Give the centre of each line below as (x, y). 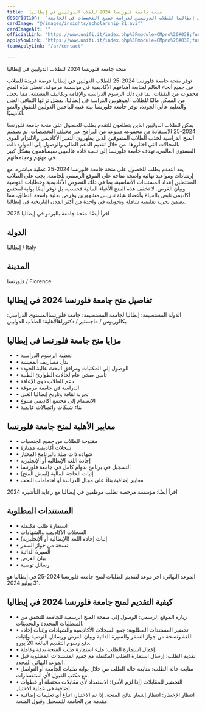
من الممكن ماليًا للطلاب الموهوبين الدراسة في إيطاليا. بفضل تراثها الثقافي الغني (96, 100)
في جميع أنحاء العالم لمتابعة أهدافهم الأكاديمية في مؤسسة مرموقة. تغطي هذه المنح (100, 87)
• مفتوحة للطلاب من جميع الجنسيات (57, 441)
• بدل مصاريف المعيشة (42, 362)
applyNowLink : (25, 40)
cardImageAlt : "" (29, 29)
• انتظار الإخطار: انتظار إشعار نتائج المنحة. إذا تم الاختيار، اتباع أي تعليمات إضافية (105, 695)
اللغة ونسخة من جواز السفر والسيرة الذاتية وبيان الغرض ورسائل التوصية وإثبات (104, 636)
